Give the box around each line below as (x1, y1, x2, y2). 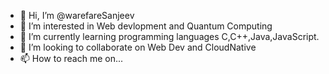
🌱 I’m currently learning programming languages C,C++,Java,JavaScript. (19, 31, 320, 42)
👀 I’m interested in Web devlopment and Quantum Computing (19, 20, 273, 32)
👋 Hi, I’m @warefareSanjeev (19, 10, 135, 21)
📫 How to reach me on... (19, 53, 124, 64)
